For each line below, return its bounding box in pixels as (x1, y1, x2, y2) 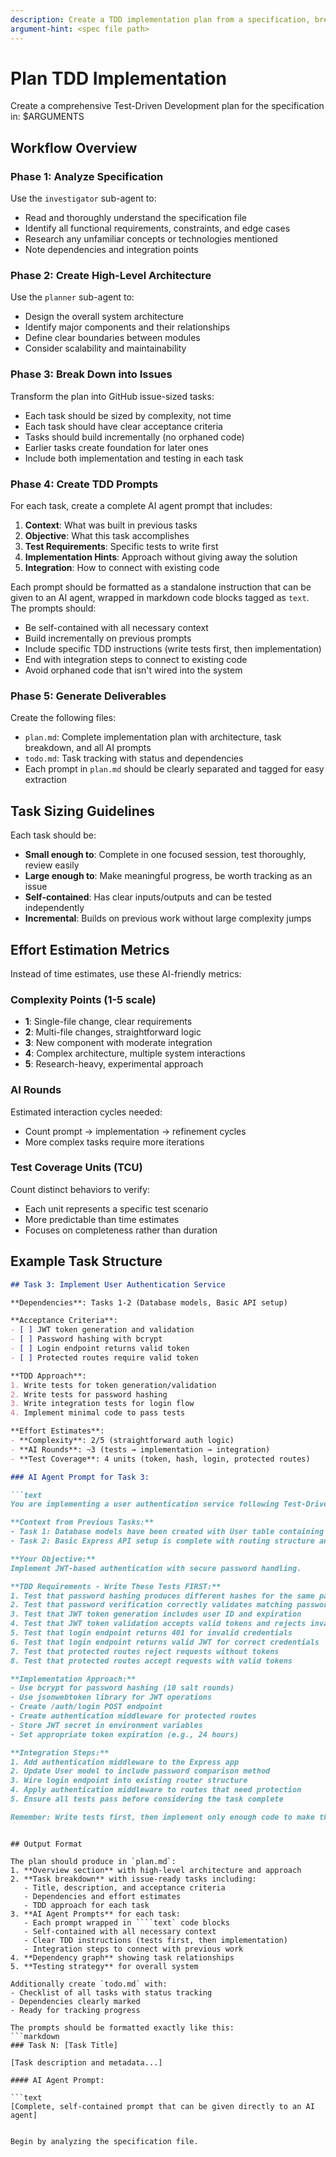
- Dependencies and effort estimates (23, 1891, 182, 1901)
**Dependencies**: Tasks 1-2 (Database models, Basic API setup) (10, 1297, 288, 1308)
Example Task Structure (10, 1253, 163, 1270)
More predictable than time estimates (24, 1213, 180, 1225)
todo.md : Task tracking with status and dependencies (24, 752, 244, 765)
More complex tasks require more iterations (24, 1136, 205, 1148)
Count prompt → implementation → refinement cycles (24, 1125, 247, 1137)
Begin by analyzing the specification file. (10, 2136, 199, 2146)
